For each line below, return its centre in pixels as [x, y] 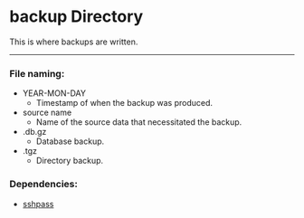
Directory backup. [70, 161]
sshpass [38, 204]
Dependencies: [44, 185]
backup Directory [76, 17]
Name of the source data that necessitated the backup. [139, 122]
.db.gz [34, 132]
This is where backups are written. [74, 42]
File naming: [37, 73]
